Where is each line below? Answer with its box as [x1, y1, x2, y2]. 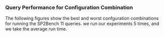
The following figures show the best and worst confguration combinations [5, 15, 159, 21]
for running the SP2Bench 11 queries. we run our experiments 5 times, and [5, 20, 159, 26]
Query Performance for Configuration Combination [5, 4, 133, 11]
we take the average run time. [5, 26, 67, 32]
